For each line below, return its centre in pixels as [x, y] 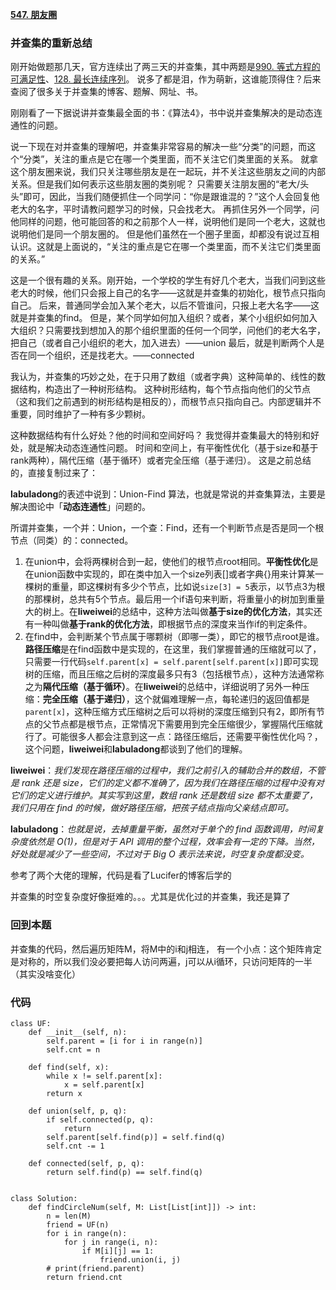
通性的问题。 [36, 125]
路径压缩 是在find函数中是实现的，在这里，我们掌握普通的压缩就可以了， [173, 649]
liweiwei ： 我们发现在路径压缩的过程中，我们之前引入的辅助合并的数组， [159, 770]
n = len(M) [69, 1216]
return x [64, 1093]
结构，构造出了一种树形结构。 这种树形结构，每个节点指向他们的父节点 [164, 389]
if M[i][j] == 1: [118, 1251]
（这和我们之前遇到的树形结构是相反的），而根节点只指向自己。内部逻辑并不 [166, 402]
